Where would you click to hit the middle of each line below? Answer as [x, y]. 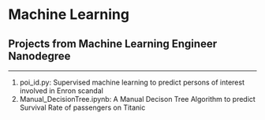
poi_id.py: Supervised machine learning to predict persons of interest [132, 82]
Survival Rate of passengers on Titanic [82, 107]
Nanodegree [39, 56]
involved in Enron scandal [62, 91]
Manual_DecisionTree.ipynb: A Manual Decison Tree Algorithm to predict [138, 99]
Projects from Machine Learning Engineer [113, 44]
